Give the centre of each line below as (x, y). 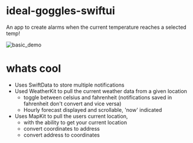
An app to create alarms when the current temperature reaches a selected (97, 27)
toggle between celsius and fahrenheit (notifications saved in (98, 97)
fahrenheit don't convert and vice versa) (73, 104)
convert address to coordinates (62, 135)
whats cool (34, 69)
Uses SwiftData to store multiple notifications (70, 85)
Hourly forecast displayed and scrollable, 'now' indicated (93, 109)
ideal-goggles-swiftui (60, 11)
